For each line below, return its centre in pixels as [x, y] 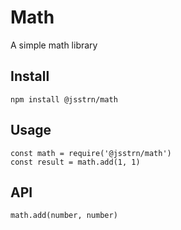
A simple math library [54, 45]
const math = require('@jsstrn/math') [91, 153]
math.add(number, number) [64, 216]
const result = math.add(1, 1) [75, 162]
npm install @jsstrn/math [64, 99]
